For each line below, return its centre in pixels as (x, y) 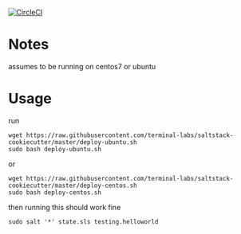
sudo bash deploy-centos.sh (55, 192)
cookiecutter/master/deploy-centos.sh (73, 185)
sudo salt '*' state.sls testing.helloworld (83, 222)
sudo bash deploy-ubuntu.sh (55, 149)
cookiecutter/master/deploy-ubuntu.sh (73, 142)
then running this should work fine (65, 207)
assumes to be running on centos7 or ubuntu (82, 66)
